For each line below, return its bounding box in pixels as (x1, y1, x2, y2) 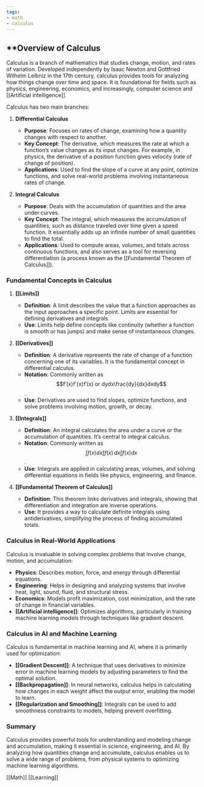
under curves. (24, 209, 60, 217)
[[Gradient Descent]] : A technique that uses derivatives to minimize (15, 662, 186, 669)
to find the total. (24, 235, 65, 242)
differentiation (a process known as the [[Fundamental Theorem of (24, 255, 192, 262)
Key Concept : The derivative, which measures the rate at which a (24, 140, 189, 147)
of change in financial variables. (15, 601, 96, 608)
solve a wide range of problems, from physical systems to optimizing (6, 755, 180, 763)
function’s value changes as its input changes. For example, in (24, 147, 181, 154)
